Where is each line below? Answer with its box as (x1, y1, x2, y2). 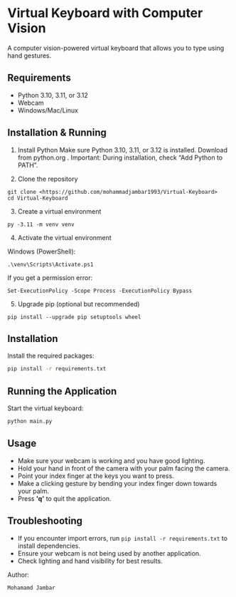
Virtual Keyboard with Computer (7, 5, 203, 21)
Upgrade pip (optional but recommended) (17, 299, 140, 308)
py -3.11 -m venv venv (7, 221, 75, 228)
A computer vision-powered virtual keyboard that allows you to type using (7, 43, 225, 52)
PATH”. (17, 160, 38, 169)
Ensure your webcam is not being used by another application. (17, 549, 201, 557)
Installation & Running (7, 127, 107, 139)
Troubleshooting (7, 515, 83, 527)
